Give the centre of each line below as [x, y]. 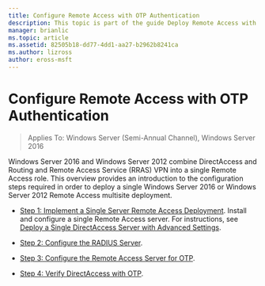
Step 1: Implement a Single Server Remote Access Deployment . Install [133, 210]
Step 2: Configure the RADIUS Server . [81, 242]
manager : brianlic [38, 30]
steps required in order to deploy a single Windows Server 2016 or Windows [132, 186]
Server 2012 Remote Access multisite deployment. [90, 195]
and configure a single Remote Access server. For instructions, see [129, 219]
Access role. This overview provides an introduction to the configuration [126, 178]
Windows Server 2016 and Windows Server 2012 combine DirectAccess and [132, 161]
